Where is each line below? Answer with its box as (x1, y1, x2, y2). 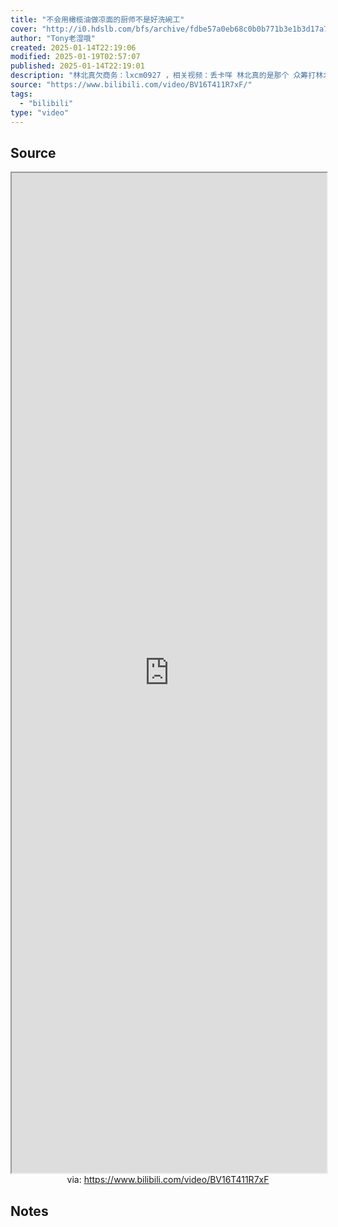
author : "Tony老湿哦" (10, 33, 96, 43)
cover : (10, 24, 38, 34)
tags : (10, 89, 33, 99)
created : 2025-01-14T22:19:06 (10, 42, 137, 53)
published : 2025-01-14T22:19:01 (10, 61, 145, 71)
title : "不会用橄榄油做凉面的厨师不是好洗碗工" (10, 14, 185, 25)
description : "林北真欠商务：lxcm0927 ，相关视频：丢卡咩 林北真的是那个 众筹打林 (10, 71, 324, 81)
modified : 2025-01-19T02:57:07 (10, 52, 141, 62)
